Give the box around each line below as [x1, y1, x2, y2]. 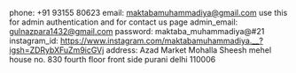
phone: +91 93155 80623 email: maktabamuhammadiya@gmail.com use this [9, 8, 288, 18]
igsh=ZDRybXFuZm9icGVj [9, 45, 105, 55]
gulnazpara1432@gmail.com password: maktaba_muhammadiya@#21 [9, 26, 265, 36]
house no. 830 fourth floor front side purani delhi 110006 [9, 55, 216, 64]
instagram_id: [9, 35, 59, 46]
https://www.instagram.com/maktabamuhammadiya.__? [60, 35, 264, 46]
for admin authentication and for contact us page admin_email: [9, 17, 238, 27]
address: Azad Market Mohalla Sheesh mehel [105, 45, 272, 55]
